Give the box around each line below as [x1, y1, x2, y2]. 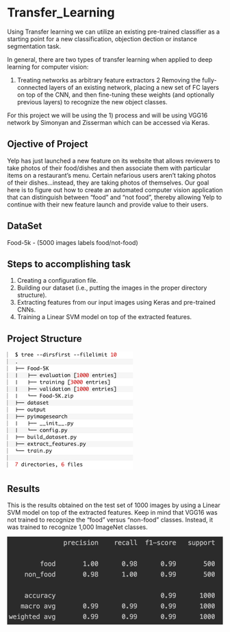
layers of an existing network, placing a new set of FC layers [49, 83, 219, 91]
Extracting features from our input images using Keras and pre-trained [16, 299, 216, 307]
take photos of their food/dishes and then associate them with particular [7, 163, 211, 172]
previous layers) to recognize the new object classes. [16, 97, 168, 106]
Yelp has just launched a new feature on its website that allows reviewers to [7, 156, 220, 165]
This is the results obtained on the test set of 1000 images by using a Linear [7, 501, 220, 509]
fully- [201, 75, 217, 84]
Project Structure [7, 333, 82, 344]
